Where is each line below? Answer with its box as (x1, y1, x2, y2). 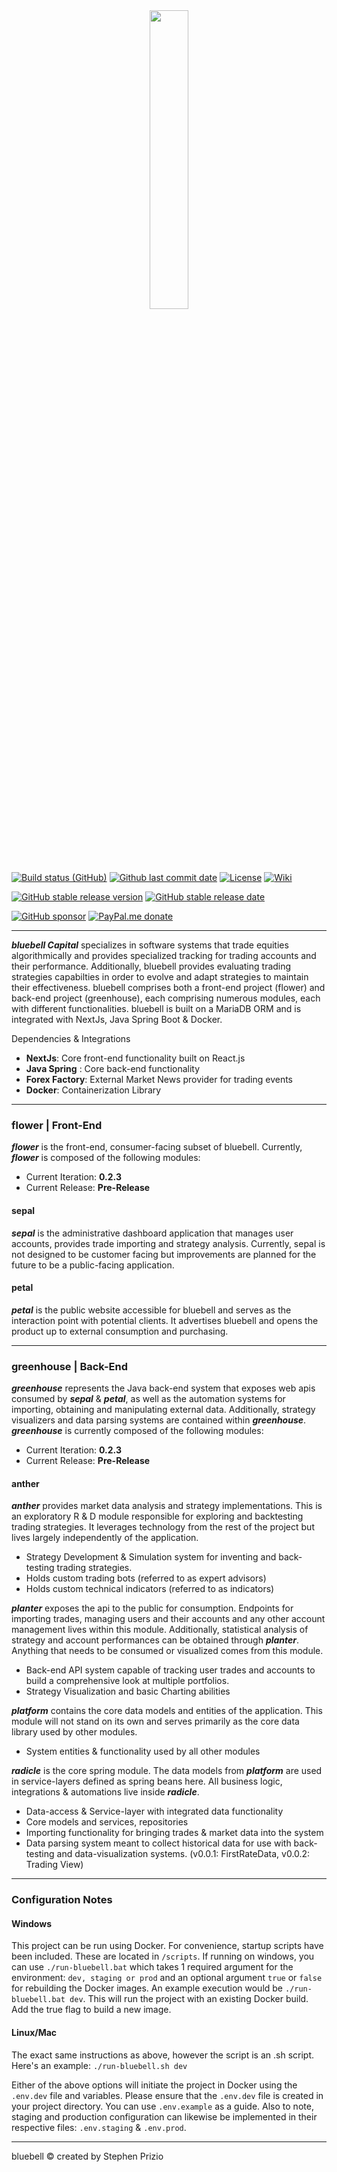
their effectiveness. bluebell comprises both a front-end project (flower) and (11, 982, 326, 993)
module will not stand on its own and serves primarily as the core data (11, 1715, 300, 1728)
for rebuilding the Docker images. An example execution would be (11, 1982, 284, 1994)
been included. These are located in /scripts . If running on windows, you (11, 1950, 315, 1963)
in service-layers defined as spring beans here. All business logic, (11, 1775, 283, 1788)
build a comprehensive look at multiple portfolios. (25, 1675, 230, 1687)
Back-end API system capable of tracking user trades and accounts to (25, 1664, 316, 1676)
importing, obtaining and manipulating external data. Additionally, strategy (11, 1404, 316, 1415)
